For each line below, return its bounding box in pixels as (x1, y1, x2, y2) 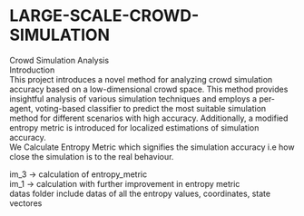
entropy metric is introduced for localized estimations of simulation (9, 122, 260, 133)
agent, (9, 103, 34, 113)
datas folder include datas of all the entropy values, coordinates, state (9, 188, 270, 199)
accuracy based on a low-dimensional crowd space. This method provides (9, 83, 289, 94)
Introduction (9, 64, 55, 75)
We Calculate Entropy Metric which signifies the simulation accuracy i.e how (9, 142, 295, 152)
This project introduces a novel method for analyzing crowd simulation (9, 74, 273, 84)
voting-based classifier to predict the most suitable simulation (34, 103, 267, 113)
